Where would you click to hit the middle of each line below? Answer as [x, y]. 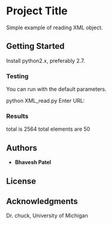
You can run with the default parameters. [56, 89]
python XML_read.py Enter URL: [46, 101]
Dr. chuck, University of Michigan [47, 215]
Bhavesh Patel [33, 162]
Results [17, 116]
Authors [22, 148]
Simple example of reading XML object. [55, 27]
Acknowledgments [42, 201]
